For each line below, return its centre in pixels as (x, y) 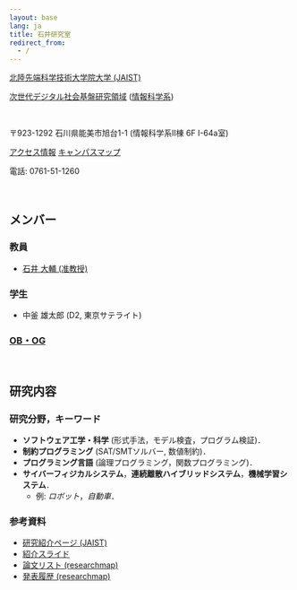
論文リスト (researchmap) (70, 565)
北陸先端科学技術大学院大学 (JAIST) (75, 78)
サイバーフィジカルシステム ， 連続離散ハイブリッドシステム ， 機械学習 (151, 474)
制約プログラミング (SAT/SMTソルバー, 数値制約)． (116, 451)
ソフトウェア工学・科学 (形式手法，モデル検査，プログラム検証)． (144, 440)
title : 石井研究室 (40, 34)
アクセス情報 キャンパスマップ (65, 152)
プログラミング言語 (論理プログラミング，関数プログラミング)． (140, 463)
